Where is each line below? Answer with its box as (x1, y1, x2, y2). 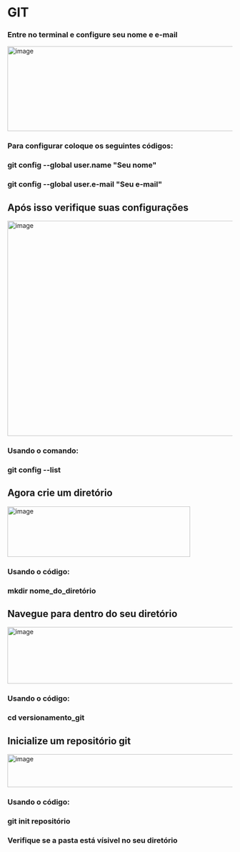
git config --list (7, 465, 61, 475)
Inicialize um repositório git (7, 735, 131, 747)
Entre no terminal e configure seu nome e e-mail (7, 30, 178, 40)
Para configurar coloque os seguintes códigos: (7, 141, 174, 151)
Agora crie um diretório (7, 487, 113, 499)
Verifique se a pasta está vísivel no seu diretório (7, 835, 178, 845)
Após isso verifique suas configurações (7, 201, 189, 214)
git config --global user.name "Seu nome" (7, 160, 157, 170)
